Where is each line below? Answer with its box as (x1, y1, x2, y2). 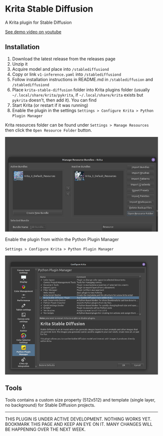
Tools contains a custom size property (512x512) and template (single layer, (5, 397, 156, 402)
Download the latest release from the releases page (12, 56, 115, 62)
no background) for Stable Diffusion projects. (5, 402, 96, 408)
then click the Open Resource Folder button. (5, 127, 92, 133)
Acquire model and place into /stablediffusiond (12, 66, 109, 72)
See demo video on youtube (5, 29, 62, 34)
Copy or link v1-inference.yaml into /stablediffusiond (12, 71, 121, 77)
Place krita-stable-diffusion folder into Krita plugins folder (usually (12, 86, 150, 93)
